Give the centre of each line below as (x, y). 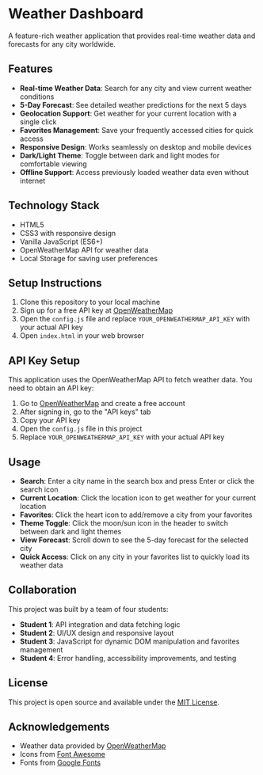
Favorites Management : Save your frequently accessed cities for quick (136, 130)
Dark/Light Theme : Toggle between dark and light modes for (120, 155)
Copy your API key (50, 420)
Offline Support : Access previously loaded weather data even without (134, 172)
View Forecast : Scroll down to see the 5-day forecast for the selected (134, 540)
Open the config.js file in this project (81, 429)
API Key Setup (44, 361)
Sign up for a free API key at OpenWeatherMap (96, 310)
